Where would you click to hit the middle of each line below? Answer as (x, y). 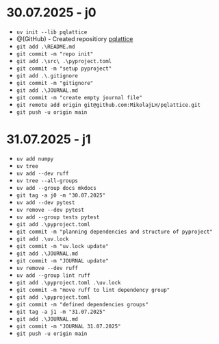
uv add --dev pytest (46, 202)
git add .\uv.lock (42, 239)
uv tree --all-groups (47, 181)
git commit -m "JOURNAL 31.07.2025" (68, 326)
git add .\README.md (46, 47)
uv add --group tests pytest (58, 217)
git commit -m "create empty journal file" (79, 97)
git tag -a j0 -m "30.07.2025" (61, 195)
